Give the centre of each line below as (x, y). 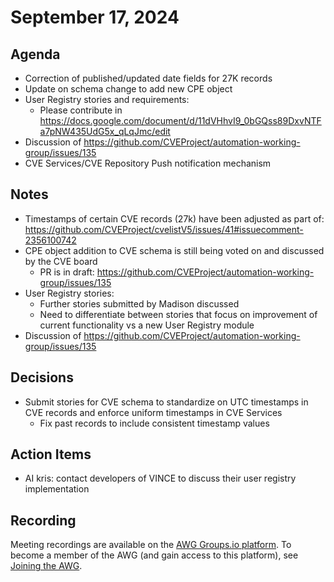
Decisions (42, 377)
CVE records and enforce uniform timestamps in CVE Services (153, 412)
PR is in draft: (67, 272)
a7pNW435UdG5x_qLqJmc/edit (105, 131)
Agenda (35, 54)
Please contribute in (81, 110)
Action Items (51, 454)
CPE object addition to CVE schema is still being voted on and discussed (174, 250)
